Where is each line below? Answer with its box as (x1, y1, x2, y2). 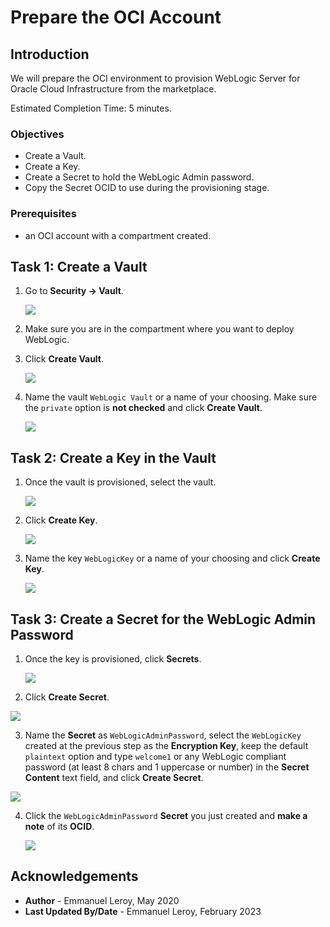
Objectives (10, 127, 65, 141)
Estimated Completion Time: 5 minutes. (10, 102, 172, 114)
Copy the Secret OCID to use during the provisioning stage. (24, 182, 270, 194)
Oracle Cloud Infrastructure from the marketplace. (10, 83, 217, 95)
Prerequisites (10, 207, 77, 221)
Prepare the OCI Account (10, 6, 222, 29)
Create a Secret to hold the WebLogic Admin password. (24, 171, 255, 183)
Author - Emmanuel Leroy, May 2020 (24, 894, 180, 906)
